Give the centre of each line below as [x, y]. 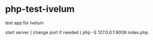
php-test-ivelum [40, 9]
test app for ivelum [24, 23]
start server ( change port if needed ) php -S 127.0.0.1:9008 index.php [77, 32]
